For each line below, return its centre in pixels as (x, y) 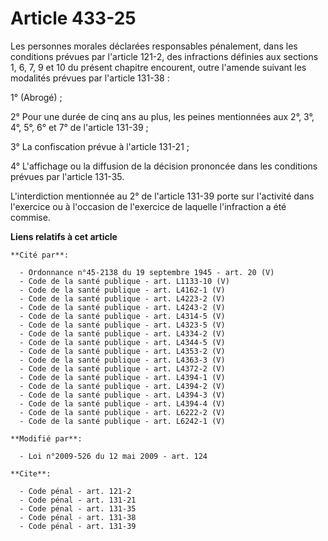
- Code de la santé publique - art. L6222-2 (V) (122, 412)
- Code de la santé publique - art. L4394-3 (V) (122, 395)
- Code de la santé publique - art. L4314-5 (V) (122, 316)
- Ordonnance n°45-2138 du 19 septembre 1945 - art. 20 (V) (147, 272)
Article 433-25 (73, 18)
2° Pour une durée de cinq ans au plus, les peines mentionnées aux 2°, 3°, (162, 116)
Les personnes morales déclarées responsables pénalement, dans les (154, 46)
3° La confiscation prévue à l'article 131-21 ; (100, 146)
